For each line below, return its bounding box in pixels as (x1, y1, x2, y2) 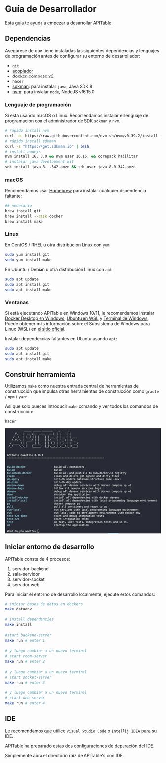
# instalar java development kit (5, 159, 74, 164)
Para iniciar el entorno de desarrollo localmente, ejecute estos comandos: (5, 591, 155, 597)
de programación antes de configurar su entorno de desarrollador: (5, 53, 141, 59)
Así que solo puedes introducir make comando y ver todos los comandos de (5, 403, 158, 409)
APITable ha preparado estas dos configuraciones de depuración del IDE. (5, 743, 155, 749)
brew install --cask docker (5, 214, 63, 219)
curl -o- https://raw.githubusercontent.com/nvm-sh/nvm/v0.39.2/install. (5, 133, 161, 138)
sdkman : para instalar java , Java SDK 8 (12, 83, 93, 89)
